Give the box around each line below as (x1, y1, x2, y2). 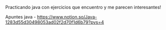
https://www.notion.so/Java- (37, 14, 97, 19)
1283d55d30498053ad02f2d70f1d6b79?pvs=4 (5, 19, 104, 25)
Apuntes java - (5, 14, 36, 19)
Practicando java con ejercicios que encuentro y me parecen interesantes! (5, 4, 161, 10)
